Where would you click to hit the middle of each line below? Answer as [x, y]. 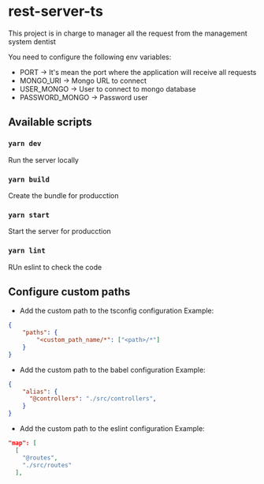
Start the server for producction [60, 231]
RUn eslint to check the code [55, 267]
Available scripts [50, 122]
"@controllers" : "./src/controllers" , [93, 399]
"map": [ [22, 443]
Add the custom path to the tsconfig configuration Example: [117, 311]
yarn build [29, 179]
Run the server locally [43, 159]
